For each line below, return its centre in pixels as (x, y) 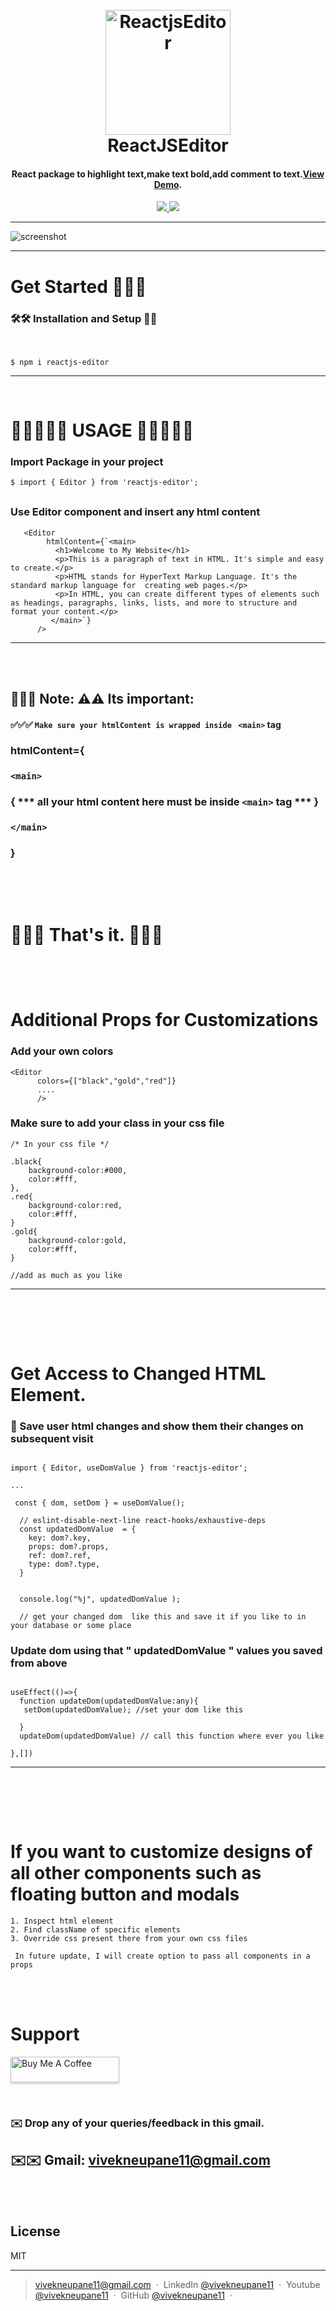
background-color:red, (75, 1205)
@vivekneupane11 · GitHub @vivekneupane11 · (133, 2295)
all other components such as (136, 1873)
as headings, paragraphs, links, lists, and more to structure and (154, 603)
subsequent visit (52, 1438)
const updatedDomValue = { (78, 1529)
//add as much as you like (66, 1275)
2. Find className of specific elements (96, 1930)
